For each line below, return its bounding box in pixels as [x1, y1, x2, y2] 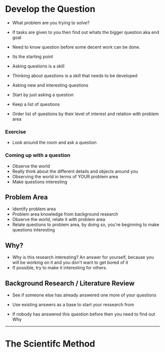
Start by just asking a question [12, 92, 74, 97]
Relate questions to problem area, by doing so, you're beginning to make [12, 222, 160, 227]
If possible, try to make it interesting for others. [12, 265, 108, 271]
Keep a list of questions [12, 101, 60, 107]
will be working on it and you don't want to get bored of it [12, 259, 129, 265]
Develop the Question [5, 3, 96, 15]
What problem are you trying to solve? [12, 20, 90, 26]
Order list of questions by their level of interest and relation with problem [12, 111, 159, 117]
